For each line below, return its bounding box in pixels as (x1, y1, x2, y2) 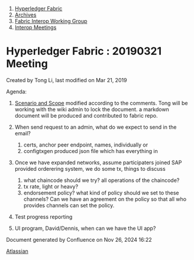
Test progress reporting (14, 213, 73, 220)
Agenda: (6, 88, 27, 95)
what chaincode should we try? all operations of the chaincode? (23, 177, 180, 184)
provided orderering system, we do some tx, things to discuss (14, 165, 166, 172)
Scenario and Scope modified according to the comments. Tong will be (14, 99, 188, 106)
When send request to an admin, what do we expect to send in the (14, 123, 177, 131)
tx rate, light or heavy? (23, 183, 79, 190)
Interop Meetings (14, 24, 57, 31)
